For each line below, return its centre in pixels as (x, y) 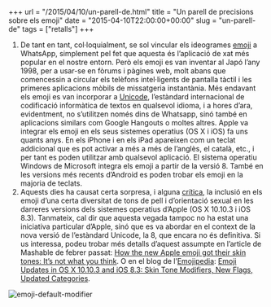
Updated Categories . (55, 278)
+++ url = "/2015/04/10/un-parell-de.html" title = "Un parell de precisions (131, 12)
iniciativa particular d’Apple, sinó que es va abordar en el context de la (138, 226)
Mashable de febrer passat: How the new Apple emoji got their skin (133, 252)
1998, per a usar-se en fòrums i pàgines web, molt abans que (123, 71)
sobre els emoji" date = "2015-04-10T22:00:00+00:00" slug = (113, 20)
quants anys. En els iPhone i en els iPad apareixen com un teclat (128, 140)
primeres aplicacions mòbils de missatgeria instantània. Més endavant (138, 88)
